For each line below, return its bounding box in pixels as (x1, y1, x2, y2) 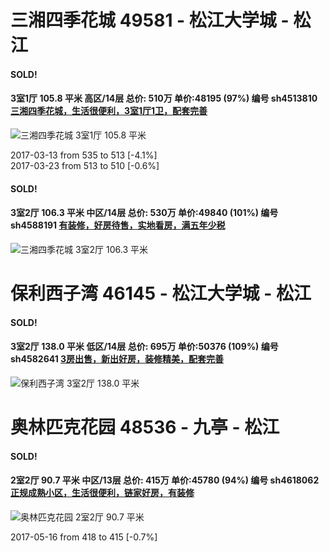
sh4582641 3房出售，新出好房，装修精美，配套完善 (10, 353, 225, 365)
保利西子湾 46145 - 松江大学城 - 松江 (10, 282, 312, 305)
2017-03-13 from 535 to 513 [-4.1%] (10, 149, 158, 161)
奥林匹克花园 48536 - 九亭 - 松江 (10, 416, 280, 438)
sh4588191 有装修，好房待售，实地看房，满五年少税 (10, 219, 226, 231)
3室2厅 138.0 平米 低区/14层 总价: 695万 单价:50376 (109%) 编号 (10, 341, 279, 353)
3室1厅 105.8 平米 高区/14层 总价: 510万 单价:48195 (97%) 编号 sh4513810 (10, 92, 318, 105)
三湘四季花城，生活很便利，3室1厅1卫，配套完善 (10, 105, 208, 117)
